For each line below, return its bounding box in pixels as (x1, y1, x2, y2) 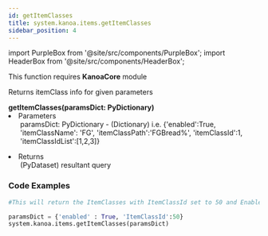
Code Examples (8, 180, 70, 192)
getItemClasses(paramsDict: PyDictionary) (8, 103, 155, 112)
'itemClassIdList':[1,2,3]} (19, 137, 100, 146)
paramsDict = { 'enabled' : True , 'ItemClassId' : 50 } (8, 212, 183, 221)
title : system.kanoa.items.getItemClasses (8, 19, 152, 27)
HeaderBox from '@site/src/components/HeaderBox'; (8, 56, 185, 66)
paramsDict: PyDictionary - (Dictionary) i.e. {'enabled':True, (19, 120, 216, 130)
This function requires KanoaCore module (8, 72, 148, 82)
